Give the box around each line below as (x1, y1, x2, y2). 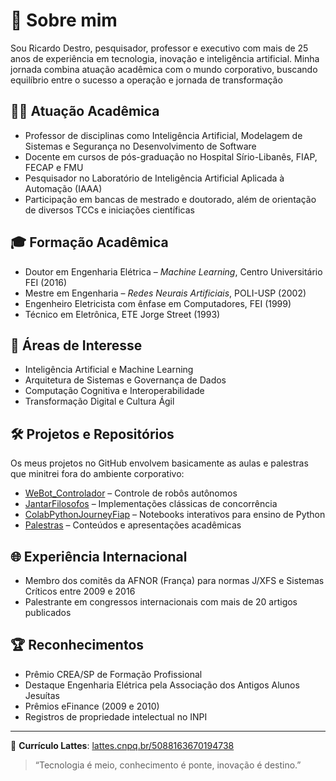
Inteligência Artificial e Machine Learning (24, 364, 194, 376)
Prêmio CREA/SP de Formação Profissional (24, 668, 203, 680)
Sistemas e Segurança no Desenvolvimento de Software (24, 140, 257, 152)
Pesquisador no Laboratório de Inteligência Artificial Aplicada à (24, 172, 285, 184)
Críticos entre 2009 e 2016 (24, 585, 136, 597)
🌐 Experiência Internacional (10, 548, 188, 565)
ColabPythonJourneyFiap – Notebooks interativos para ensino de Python (24, 509, 326, 521)
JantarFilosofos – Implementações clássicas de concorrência (24, 498, 278, 510)
